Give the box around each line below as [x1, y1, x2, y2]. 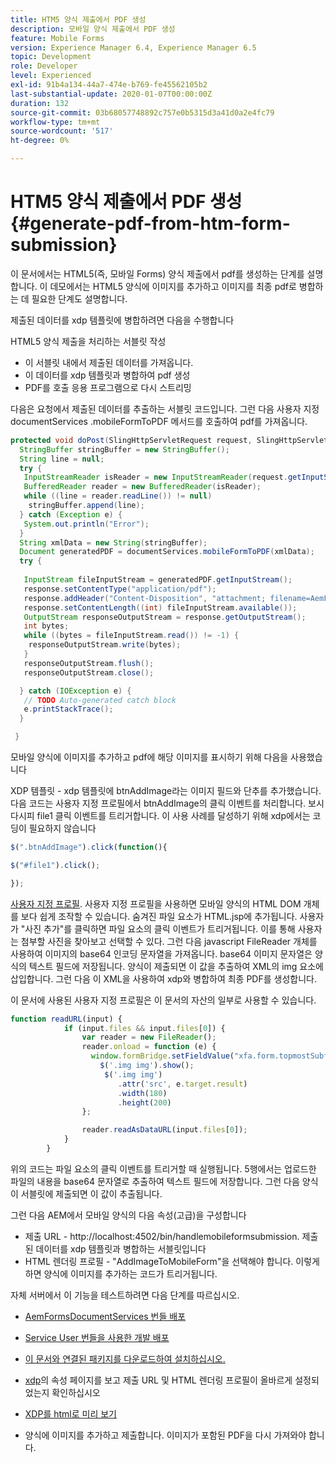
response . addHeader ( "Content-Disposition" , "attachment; [23, 593, 267, 603]
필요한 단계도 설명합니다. [31, 292, 128, 305]
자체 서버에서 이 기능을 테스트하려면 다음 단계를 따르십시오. [10, 1289, 240, 1301]
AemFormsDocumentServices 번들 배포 [24, 1310, 187, 1322]
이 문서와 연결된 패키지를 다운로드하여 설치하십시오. [24, 1352, 226, 1365]
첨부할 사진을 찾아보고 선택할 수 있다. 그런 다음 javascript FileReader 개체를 [20, 935, 318, 947]
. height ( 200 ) [117, 1097, 172, 1108]
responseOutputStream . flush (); [23, 658, 155, 668]
